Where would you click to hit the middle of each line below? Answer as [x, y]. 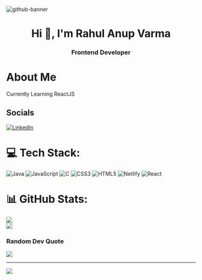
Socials [20, 113]
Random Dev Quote [35, 241]
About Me [31, 77]
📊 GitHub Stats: [47, 199]
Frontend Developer [101, 52]
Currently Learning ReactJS [41, 94]
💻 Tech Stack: [43, 153]
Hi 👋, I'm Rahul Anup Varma [101, 34]
